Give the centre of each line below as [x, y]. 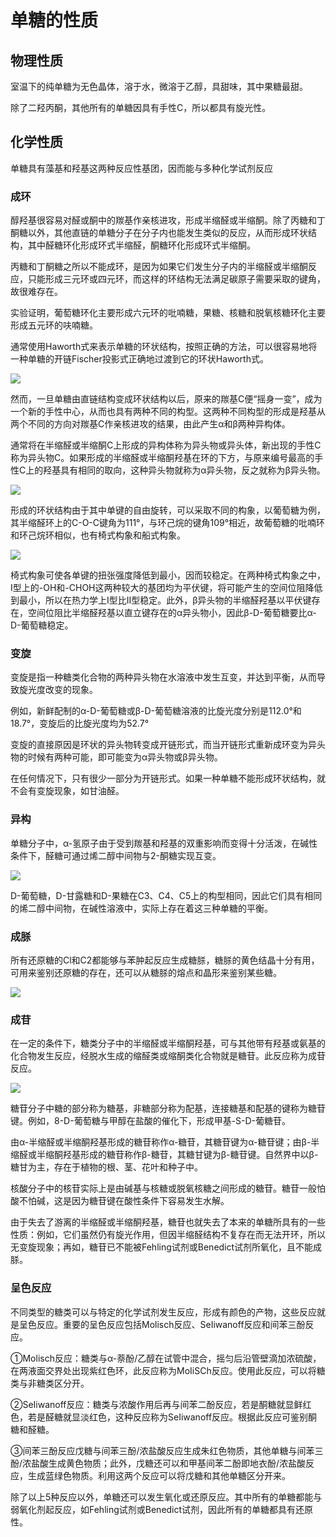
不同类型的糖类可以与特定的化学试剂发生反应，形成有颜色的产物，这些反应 [163, 1312]
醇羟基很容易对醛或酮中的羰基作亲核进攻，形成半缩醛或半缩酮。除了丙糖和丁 [168, 220]
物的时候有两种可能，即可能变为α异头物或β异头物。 [116, 757]
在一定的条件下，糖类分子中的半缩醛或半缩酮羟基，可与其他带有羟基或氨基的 [168, 1043]
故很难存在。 [36, 292]
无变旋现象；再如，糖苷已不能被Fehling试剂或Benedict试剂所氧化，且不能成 [166, 1247]
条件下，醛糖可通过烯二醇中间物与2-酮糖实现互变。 [116, 855]
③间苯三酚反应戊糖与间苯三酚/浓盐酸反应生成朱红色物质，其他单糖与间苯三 [167, 1450]
